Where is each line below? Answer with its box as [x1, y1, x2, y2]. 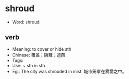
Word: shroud [12, 19, 40, 25]
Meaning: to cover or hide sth [12, 46, 72, 52]
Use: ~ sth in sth [12, 62, 45, 68]
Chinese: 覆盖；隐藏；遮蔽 [12, 52, 66, 58]
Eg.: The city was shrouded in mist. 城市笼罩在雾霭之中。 [12, 68, 127, 74]
